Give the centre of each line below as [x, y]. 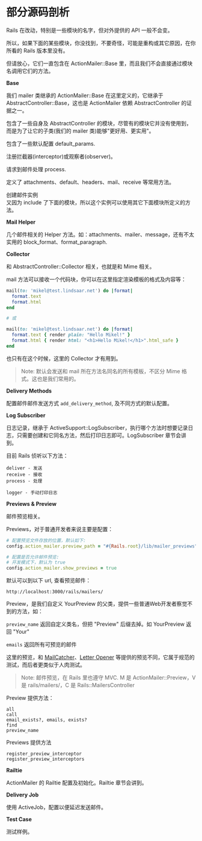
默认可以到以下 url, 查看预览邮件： [49, 581]
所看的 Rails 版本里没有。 [37, 50]
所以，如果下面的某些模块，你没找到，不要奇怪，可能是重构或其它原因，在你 [101, 43]
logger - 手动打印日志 [32, 493]
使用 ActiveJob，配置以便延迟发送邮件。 [57, 807]
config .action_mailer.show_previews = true [62, 568]
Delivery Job [23, 795]
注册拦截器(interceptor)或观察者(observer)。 [61, 156]
